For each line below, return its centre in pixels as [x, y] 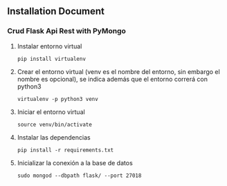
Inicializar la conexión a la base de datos [75, 162]
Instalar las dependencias [54, 137]
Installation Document [56, 11]
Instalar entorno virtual [49, 46]
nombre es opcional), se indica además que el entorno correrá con [112, 79]
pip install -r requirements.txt [65, 150]
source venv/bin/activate [54, 124]
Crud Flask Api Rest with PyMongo [67, 31]
